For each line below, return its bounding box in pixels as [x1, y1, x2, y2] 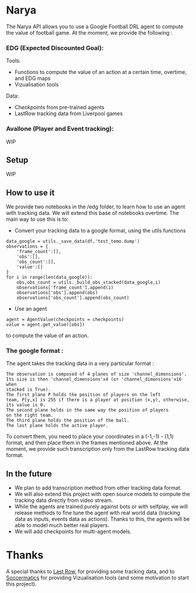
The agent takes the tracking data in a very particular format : [6, 360, 154, 367]
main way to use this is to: [6, 215, 69, 223]
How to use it [6, 187, 55, 197]
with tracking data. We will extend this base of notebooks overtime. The [6, 210, 180, 217]
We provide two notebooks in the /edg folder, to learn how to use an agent [6, 203, 185, 210]
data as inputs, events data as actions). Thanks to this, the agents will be [14, 515, 190, 523]
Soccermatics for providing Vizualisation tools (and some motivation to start [6, 574, 189, 581]
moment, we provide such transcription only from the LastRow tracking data [6, 446, 190, 453]
